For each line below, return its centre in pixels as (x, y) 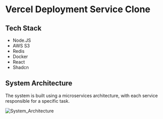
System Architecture (39, 83)
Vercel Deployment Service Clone (78, 9)
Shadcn (21, 67)
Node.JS (22, 40)
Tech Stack (23, 28)
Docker (20, 56)
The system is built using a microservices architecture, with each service (82, 96)
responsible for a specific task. (38, 101)
